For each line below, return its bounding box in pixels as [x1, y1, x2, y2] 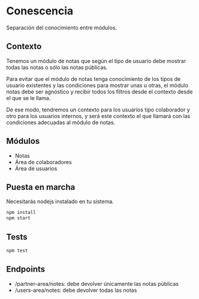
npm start [6, 215, 31, 221]
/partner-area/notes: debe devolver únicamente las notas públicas [14, 280, 179, 287]
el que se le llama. [6, 94, 51, 101]
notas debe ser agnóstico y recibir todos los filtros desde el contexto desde [6, 88, 193, 95]
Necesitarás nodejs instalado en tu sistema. [6, 198, 114, 205]
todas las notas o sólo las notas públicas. [6, 64, 108, 71]
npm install [6, 210, 36, 216]
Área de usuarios [14, 165, 58, 172]
